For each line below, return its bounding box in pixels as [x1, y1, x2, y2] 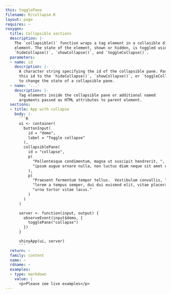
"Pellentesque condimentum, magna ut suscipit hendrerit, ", [32, 159, 165, 164]
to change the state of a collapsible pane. [18, 78, 115, 83]
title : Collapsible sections [10, 31, 72, 36]
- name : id [10, 60, 33, 65]
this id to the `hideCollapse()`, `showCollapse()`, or [18, 74, 140, 79]
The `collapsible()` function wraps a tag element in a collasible [14, 41, 160, 46]
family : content [10, 253, 44, 258]
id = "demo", [27, 130, 56, 135]
